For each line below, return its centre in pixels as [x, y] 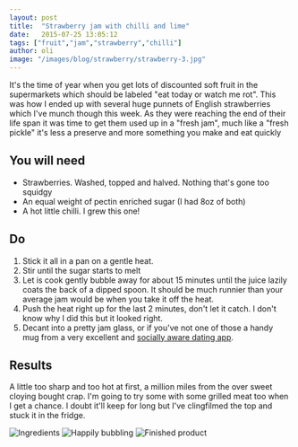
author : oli [31, 51]
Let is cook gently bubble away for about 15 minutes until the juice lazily [155, 280]
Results [31, 366]
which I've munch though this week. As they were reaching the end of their [148, 114]
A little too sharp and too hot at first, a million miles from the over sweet [141, 387]
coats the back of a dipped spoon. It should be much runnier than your [153, 289]
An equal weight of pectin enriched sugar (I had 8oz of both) [134, 201]
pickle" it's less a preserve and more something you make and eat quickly [145, 132]
